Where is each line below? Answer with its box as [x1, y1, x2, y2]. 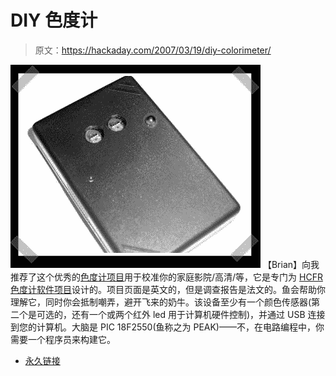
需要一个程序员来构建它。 [10, 333, 116, 345]
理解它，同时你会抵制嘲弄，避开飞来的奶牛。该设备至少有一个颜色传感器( [10, 296, 312, 308]
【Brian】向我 [262, 258, 320, 270]
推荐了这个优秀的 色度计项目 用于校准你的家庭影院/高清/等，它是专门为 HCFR [10, 271, 323, 283]
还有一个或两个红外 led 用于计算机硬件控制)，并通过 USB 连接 [71, 308, 326, 320]
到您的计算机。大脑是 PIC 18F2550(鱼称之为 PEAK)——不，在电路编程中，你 [10, 321, 325, 333]
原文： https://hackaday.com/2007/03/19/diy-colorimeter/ [34, 44, 272, 56]
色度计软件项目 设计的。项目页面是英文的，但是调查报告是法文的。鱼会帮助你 [10, 283, 326, 295]
